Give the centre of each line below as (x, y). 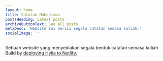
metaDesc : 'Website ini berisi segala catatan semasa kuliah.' (74, 29)
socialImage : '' (22, 33)
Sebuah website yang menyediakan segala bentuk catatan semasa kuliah (82, 48)
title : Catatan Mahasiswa (32, 15)
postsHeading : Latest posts (35, 19)
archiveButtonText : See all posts (42, 24)
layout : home (19, 10)
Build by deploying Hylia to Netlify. (41, 53)
